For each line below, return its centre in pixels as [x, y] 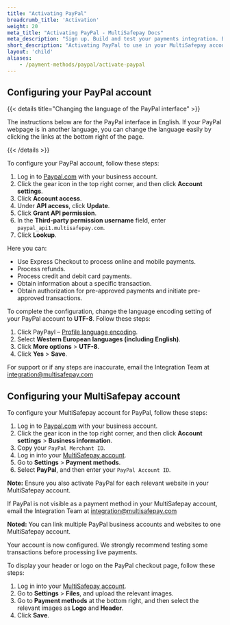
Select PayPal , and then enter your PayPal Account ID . [94, 470]
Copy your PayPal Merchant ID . [61, 448]
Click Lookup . [37, 235]
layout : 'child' [30, 52]
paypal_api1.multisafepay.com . [61, 228]
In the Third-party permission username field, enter [91, 220]
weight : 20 [23, 26]
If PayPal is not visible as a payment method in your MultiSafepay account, [112, 504]
